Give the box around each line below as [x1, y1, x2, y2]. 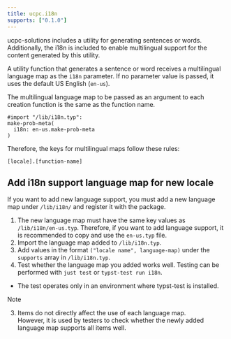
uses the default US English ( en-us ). [7, 79, 110, 87]
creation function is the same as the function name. [7, 100, 156, 108]
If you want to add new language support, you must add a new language [7, 195, 216, 203]
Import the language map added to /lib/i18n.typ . [17, 238, 162, 247]
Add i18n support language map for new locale [7, 176, 214, 189]
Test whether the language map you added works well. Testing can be [17, 261, 220, 269]
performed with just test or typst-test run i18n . [17, 268, 163, 277]
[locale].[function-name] [7, 158, 82, 165]
